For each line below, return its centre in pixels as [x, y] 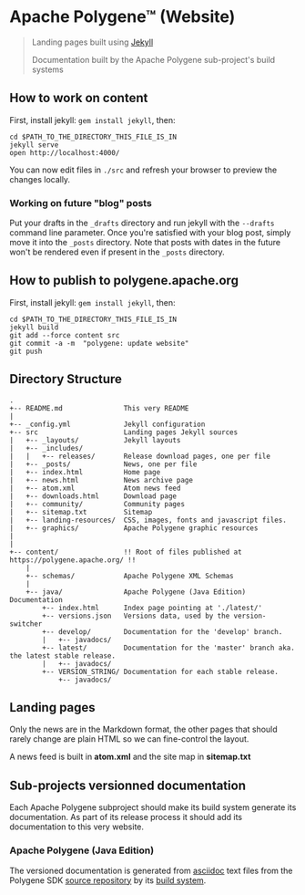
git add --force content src [65, 335]
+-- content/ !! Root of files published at [126, 552]
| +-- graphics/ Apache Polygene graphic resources [134, 528]
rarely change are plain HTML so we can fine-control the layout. [129, 739]
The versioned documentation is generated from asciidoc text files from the [151, 870]
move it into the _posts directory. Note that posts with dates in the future [145, 243]
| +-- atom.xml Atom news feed [95, 488]
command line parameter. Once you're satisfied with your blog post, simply [150, 233]
